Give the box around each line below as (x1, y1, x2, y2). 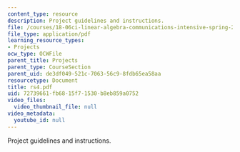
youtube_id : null (14, 116, 66, 123)
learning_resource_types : (7, 37, 84, 44)
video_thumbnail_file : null (14, 103, 98, 111)
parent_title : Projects (7, 57, 79, 64)
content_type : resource (7, 10, 79, 18)
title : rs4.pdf (7, 83, 53, 91)
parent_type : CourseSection (7, 64, 91, 71)
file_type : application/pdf (7, 30, 91, 38)
